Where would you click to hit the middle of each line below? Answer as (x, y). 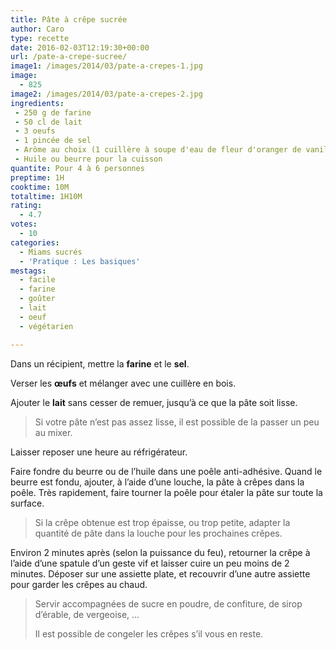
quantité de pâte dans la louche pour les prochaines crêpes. (158, 533)
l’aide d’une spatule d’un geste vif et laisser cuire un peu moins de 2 (150, 563)
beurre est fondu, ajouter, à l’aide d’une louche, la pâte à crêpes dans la (157, 482)
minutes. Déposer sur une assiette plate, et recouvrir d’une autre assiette (160, 573)
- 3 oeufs (35, 131)
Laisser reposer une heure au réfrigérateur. (99, 452)
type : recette (40, 38)
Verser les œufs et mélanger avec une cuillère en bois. (123, 383)
